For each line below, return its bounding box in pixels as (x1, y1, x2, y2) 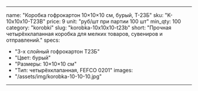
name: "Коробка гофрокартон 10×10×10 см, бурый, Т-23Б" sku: (6, 12, 164, 18)
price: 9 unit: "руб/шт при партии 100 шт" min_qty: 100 (47, 18, 181, 25)
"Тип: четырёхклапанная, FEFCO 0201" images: (14, 67, 133, 73)
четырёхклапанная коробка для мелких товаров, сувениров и (6, 31, 163, 37)
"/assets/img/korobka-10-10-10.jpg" (14, 73, 102, 80)
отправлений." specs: (6, 36, 60, 43)
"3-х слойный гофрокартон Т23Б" (14, 48, 100, 55)
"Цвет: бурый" (14, 54, 51, 61)
